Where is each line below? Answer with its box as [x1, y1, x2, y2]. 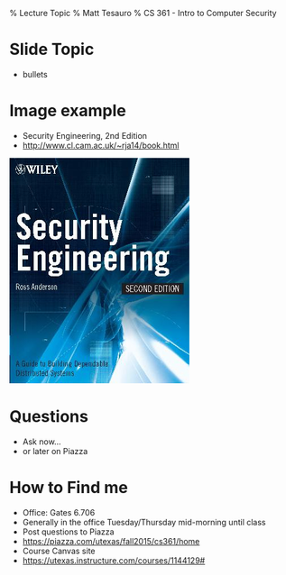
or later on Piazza [22, 445, 88, 456]
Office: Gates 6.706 [22, 507, 96, 517]
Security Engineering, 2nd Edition [22, 130, 147, 141]
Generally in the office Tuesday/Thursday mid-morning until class [22, 516, 266, 527]
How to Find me [9, 478, 128, 497]
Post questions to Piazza [22, 526, 115, 537]
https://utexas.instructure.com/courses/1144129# [22, 554, 206, 566]
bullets [22, 68, 48, 79]
